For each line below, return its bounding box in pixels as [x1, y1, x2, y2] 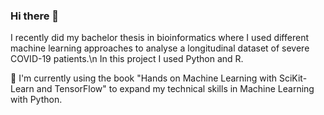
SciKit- [278, 72, 308, 84]
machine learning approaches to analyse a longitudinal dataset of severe [10, 42, 310, 54]
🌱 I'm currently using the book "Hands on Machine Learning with [10, 72, 277, 84]
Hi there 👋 [10, 9, 60, 23]
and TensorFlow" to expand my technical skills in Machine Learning [36, 83, 315, 95]
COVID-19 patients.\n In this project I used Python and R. [10, 53, 244, 65]
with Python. [10, 94, 63, 106]
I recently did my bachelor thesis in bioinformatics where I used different [10, 32, 309, 44]
